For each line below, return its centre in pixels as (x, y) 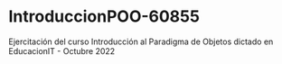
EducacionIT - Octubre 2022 (62, 50)
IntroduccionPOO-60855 (104, 17)
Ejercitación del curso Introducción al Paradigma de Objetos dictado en (141, 41)
